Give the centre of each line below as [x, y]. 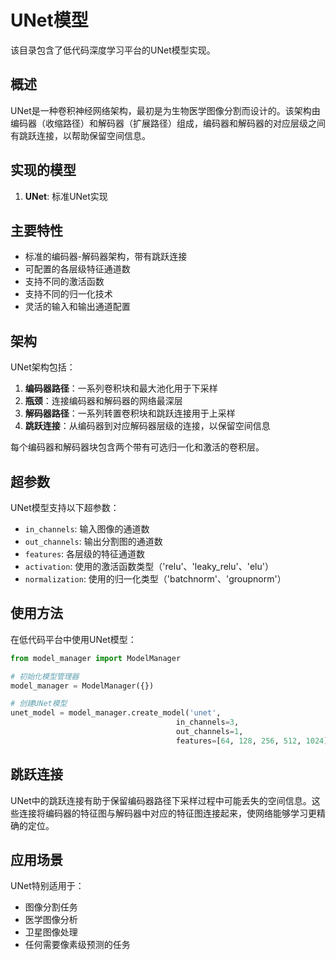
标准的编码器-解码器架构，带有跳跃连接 [106, 257]
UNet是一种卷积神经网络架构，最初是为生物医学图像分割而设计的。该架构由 [165, 110]
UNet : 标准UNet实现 [66, 196]
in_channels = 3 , [207, 722]
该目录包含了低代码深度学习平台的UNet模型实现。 [113, 50]
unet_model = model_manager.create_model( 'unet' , [116, 713]
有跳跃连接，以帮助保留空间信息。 [80, 135]
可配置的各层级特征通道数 [77, 269]
